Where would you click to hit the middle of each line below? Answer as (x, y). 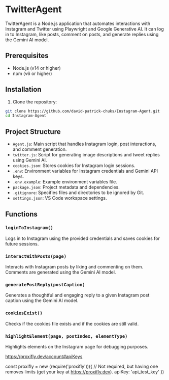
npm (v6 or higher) (32, 73)
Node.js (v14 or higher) (37, 68)
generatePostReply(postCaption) (45, 285)
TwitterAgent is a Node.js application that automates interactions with (78, 23)
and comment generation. (40, 149)
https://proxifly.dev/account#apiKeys (44, 357)
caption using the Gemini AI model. (42, 301)
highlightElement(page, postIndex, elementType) (66, 336)
